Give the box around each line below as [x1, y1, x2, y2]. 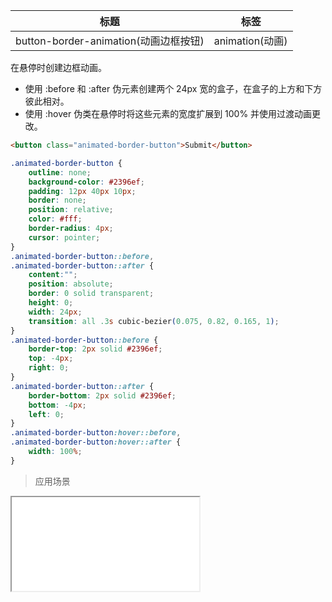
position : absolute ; [28, 279, 114, 289]
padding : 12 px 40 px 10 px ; [28, 186, 137, 196]
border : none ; [28, 195, 87, 206]
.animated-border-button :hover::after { [10, 437, 182, 448]
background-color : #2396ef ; [28, 177, 145, 187]
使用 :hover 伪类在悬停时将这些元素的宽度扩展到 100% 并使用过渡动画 [24, 108, 313, 119]
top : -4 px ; [28, 354, 74, 364]
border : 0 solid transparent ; [28, 289, 155, 299]
